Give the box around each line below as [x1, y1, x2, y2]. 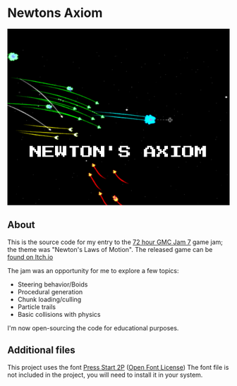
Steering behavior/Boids [17, 280, 88, 289]
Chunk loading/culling [17, 295, 82, 303]
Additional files [7, 344, 75, 356]
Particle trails [17, 302, 56, 311]
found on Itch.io [7, 253, 54, 261]
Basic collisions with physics [17, 310, 101, 318]
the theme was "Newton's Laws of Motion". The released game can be [7, 245, 213, 253]
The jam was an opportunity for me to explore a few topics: [7, 266, 179, 275]
